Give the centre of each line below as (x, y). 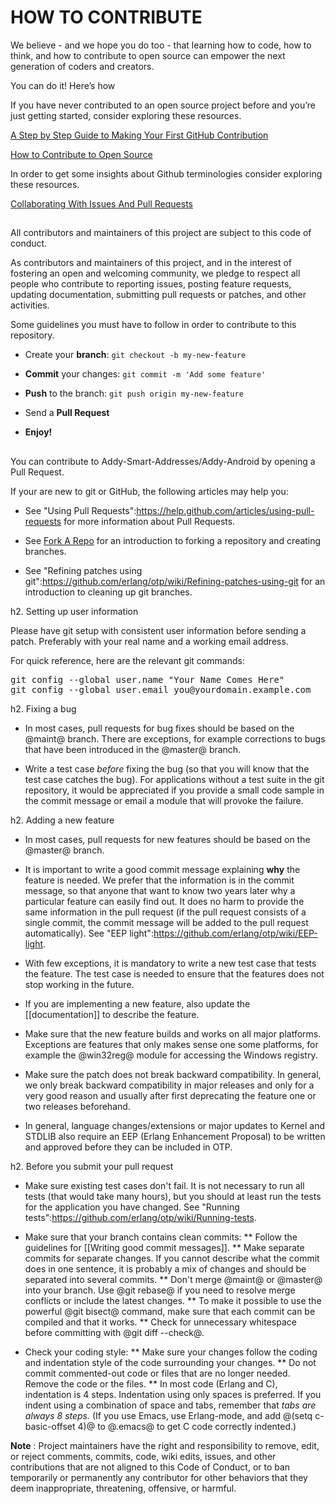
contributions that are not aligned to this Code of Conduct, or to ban (150, 1467)
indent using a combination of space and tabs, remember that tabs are (170, 1405)
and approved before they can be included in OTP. (128, 1147)
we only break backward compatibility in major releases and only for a (169, 1085)
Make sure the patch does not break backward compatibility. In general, (173, 1074)
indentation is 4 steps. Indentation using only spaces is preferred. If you (173, 1394)
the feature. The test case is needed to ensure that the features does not (174, 973)
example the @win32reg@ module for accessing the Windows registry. (171, 1055)
